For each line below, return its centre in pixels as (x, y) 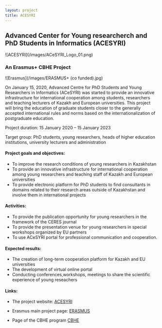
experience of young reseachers (45, 280)
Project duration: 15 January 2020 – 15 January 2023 (58, 127)
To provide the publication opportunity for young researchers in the (79, 217)
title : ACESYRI (20, 15)
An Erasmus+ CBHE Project (38, 67)
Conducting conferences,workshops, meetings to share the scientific (81, 275)
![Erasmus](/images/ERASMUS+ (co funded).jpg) (54, 78)
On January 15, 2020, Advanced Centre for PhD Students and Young (73, 87)
